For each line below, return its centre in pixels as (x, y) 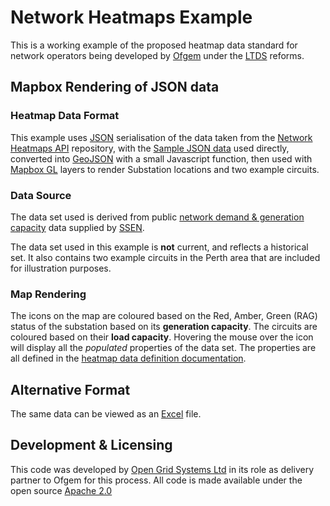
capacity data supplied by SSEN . (77, 227)
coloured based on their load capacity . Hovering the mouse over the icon (162, 337)
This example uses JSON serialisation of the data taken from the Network (161, 137)
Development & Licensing (91, 445)
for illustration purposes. (61, 268)
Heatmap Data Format (65, 116)
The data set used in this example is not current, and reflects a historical (159, 247)
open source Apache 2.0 (61, 490)
